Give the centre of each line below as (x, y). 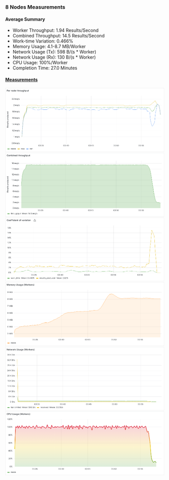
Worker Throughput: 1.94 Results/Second (55, 30)
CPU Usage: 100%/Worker (40, 63)
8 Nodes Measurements (35, 7)
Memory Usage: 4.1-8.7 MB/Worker (49, 47)
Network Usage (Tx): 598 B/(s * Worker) (54, 52)
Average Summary (25, 19)
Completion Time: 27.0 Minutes (45, 68)
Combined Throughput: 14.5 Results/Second (59, 36)
